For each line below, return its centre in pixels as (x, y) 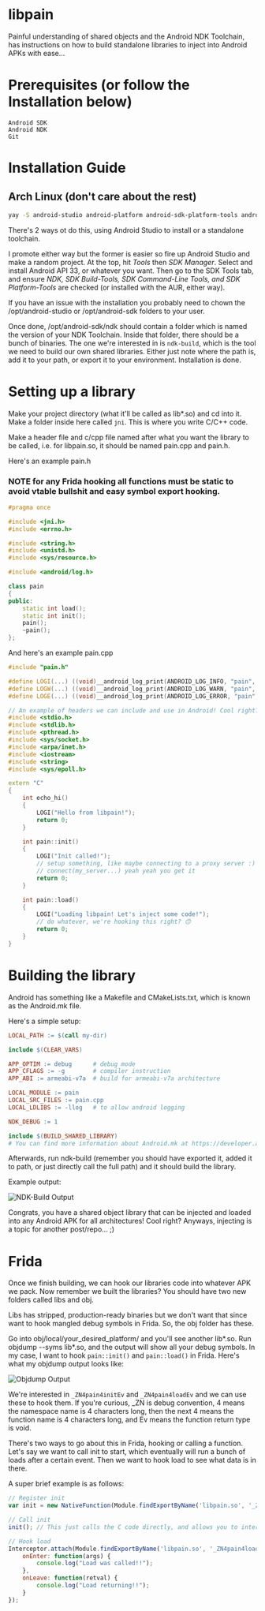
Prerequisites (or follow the (99, 85)
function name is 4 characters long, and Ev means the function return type (129, 1420)
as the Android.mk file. (45, 1005)
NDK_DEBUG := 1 (33, 1122)
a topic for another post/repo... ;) (62, 1229)
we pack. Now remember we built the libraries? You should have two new (127, 1291)
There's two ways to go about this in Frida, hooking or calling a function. (125, 1443)
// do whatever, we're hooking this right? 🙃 (114, 922)
